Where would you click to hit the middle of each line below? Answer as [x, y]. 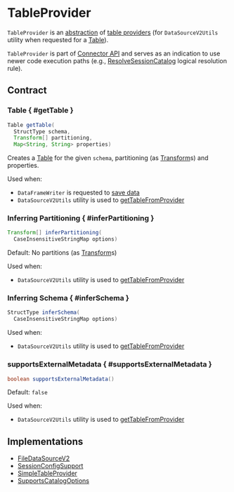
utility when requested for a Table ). [58, 39]
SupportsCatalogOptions [53, 481]
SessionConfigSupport [50, 466]
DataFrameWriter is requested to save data [79, 193]
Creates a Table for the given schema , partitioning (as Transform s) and [108, 158]
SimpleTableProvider [47, 473]
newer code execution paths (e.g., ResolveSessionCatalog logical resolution [117, 60]
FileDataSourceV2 [44, 458]
